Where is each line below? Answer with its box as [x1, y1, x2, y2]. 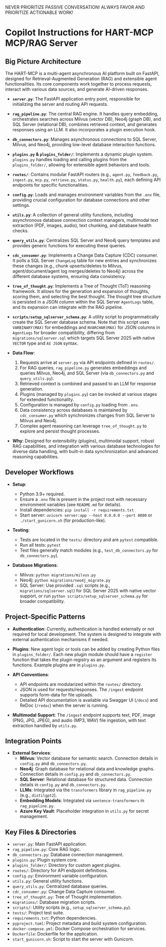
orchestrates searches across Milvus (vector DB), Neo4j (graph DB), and [12, 116, 162, 122]
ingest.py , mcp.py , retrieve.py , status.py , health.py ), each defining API [12, 177, 161, 183]
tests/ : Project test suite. [12, 910, 65, 916]
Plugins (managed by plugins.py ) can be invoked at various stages [19, 391, 158, 397]
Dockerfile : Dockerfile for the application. [12, 931, 98, 937]
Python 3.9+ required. [19, 491, 65, 497]
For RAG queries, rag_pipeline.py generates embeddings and [19, 365, 147, 371]
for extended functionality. [19, 396, 75, 402]
